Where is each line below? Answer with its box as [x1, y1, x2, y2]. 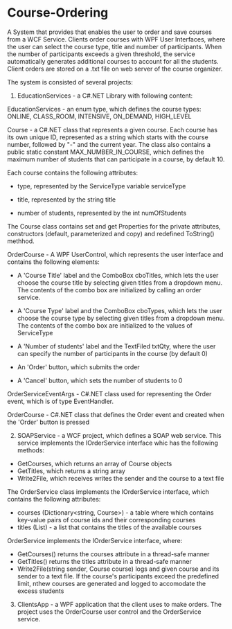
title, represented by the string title [17, 195, 116, 204]
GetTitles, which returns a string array [17, 466, 126, 475]
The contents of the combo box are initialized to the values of [17, 321, 193, 330]
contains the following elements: [7, 258, 100, 266]
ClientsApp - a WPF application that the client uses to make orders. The [17, 600, 222, 608]
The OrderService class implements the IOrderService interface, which [7, 487, 209, 496]
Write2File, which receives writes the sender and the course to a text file [17, 474, 224, 482]
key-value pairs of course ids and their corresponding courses [17, 515, 196, 524]
